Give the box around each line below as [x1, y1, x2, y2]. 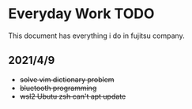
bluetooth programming [19, 83, 97, 92]
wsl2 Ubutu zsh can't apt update [19, 92, 126, 101]
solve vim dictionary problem [19, 74, 115, 84]
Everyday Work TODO [8, 5, 155, 23]
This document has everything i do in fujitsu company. [8, 31, 185, 40]
